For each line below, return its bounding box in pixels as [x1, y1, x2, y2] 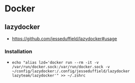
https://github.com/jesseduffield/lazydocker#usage [11, 36, 117, 41]
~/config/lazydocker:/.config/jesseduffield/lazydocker [11, 69, 130, 74]
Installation [4, 48, 33, 55]
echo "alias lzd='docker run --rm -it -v [11, 60, 99, 65]
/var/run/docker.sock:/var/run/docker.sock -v [11, 65, 110, 70]
